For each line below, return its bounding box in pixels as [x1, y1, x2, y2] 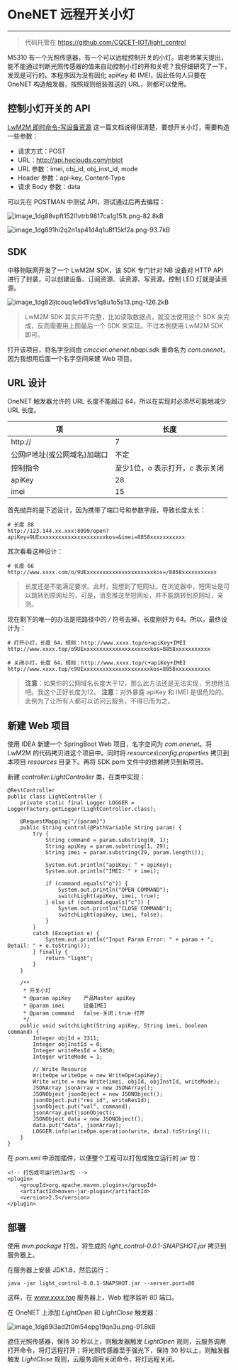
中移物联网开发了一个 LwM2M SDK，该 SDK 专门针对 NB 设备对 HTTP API [7, 266, 224, 274]
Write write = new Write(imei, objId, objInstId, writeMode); [33, 1078, 220, 1086]
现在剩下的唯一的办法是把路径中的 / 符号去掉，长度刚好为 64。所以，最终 [7, 615, 222, 624]
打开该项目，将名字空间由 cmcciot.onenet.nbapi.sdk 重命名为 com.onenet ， [7, 345, 229, 354]
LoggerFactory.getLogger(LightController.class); [7, 806, 157, 813]
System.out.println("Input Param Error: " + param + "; [45, 936, 214, 944]
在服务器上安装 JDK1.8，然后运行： [7, 1266, 110, 1274]
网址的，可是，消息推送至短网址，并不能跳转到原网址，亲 [55, 591, 224, 600]
